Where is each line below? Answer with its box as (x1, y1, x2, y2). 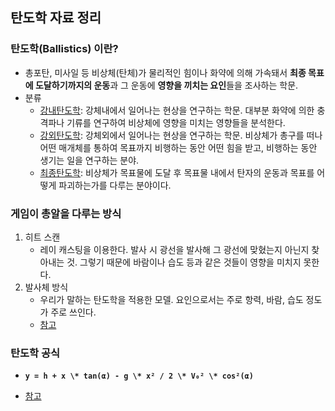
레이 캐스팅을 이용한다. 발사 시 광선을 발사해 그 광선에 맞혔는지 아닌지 (39, 243, 310, 255)
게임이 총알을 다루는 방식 (10, 206, 122, 220)
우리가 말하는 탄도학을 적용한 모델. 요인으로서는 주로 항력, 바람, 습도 (39, 293, 304, 305)
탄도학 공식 (10, 346, 61, 360)
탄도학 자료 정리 (10, 9, 102, 27)
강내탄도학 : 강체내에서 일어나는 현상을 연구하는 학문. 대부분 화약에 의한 (39, 104, 315, 116)
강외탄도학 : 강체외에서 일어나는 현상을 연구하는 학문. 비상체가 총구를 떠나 (39, 129, 323, 141)
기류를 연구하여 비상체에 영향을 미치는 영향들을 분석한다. (66, 116, 286, 128)
